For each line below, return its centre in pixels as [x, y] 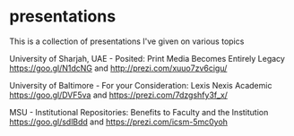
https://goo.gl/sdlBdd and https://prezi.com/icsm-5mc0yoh [119, 122]
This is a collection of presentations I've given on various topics [127, 41]
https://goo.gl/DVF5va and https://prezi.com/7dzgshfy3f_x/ [119, 95]
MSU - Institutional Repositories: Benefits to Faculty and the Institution [139, 112]
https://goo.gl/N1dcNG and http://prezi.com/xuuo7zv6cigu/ [118, 68]
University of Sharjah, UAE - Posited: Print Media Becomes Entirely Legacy [147, 58]
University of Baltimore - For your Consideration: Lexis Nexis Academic [141, 85]
